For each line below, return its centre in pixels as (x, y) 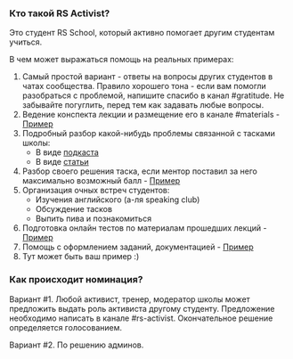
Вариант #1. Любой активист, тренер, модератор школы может (130, 299)
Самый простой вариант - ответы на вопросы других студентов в (147, 77)
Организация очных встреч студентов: (96, 191)
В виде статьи (62, 162)
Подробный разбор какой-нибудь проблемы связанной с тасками (149, 134)
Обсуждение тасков (74, 209)
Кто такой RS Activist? (60, 13)
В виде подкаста (67, 152)
